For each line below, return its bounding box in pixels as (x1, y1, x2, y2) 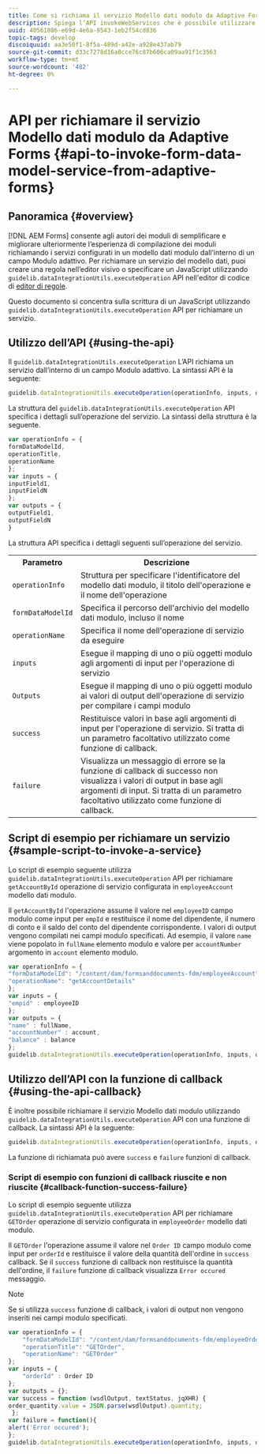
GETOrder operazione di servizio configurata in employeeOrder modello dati (8, 1216, 248, 1226)
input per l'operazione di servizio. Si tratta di (80, 722, 244, 733)
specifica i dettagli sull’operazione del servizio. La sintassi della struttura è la (8, 412, 257, 421)
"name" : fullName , (8, 1021, 73, 1030)
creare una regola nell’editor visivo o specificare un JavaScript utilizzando (8, 264, 248, 273)
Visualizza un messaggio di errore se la (80, 755, 226, 767)
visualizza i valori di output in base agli (80, 775, 223, 786)
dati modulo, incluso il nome (80, 612, 185, 623)
